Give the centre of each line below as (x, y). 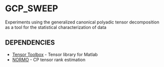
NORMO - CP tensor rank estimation (49, 60)
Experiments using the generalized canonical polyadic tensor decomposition (82, 22)
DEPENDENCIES (30, 43)
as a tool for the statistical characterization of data (56, 27)
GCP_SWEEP (32, 9)
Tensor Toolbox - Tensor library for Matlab (55, 54)
